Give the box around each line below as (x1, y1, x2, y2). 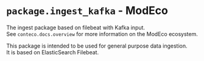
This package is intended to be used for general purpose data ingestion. (6, 42, 188, 49)
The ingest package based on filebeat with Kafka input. (6, 24, 145, 31)
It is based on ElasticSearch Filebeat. (6, 48, 99, 56)
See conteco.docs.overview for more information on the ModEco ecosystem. (6, 30, 198, 37)
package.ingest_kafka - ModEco (6, 4, 169, 18)
